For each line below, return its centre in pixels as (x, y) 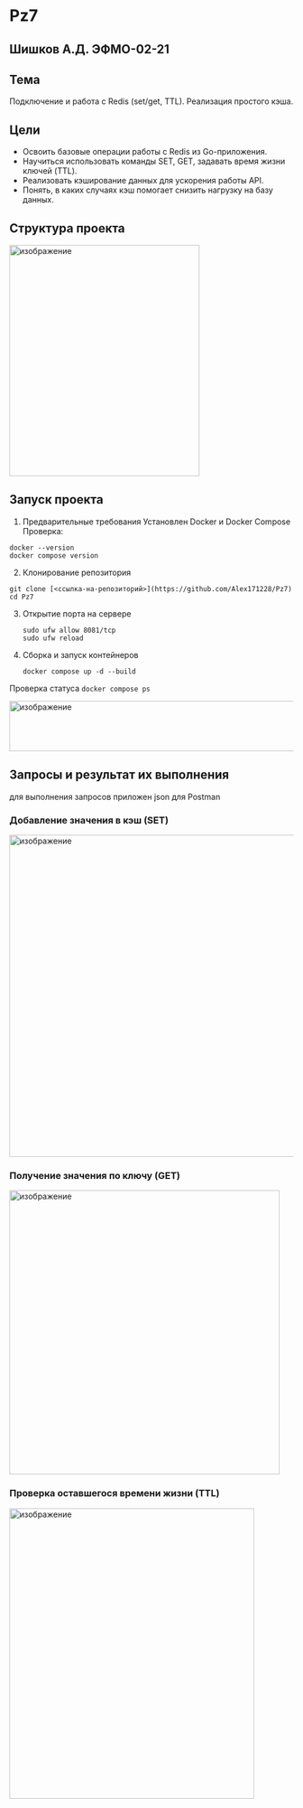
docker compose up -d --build (79, 671)
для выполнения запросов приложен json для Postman (115, 796)
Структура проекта (67, 228)
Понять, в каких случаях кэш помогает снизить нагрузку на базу (147, 190)
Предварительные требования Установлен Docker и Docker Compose (156, 522)
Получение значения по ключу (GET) (95, 1175)
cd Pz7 (22, 597)
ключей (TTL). (50, 171)
